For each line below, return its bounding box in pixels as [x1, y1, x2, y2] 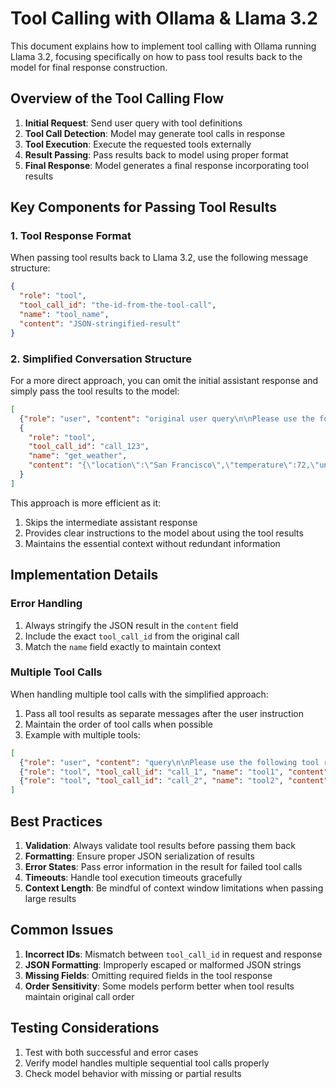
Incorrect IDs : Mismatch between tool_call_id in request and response [24, 948, 323, 960]
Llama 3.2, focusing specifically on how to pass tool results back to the [10, 50, 303, 62]
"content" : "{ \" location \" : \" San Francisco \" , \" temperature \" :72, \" [28, 460, 320, 471]
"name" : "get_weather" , [28, 451, 128, 461]
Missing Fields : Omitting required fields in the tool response [24, 969, 273, 981]
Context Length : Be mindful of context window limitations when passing [24, 882, 324, 894]
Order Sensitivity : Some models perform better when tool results [24, 980, 295, 992]
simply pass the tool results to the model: [10, 385, 180, 397]
